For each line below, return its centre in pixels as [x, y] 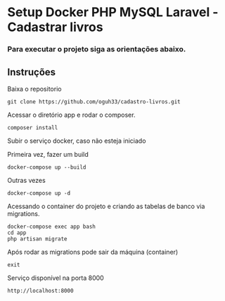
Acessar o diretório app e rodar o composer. [71, 115]
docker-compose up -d [39, 193]
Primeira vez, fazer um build [48, 154]
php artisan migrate [38, 239]
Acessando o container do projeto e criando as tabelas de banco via [106, 206]
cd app [17, 233]
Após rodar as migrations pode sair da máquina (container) [93, 252]
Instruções [32, 72]
